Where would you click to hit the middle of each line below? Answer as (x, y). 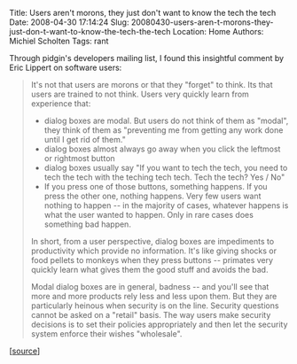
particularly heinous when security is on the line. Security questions (155, 306)
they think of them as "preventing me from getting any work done (164, 130)
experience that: (61, 104)
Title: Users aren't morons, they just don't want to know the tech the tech (143, 13)
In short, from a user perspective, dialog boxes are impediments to (152, 241)
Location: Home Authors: (218, 31)
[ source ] (25, 351)
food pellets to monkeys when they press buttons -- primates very (152, 260)
